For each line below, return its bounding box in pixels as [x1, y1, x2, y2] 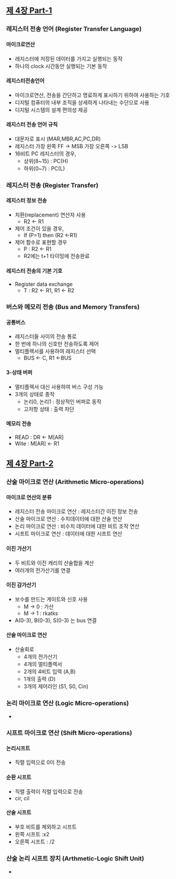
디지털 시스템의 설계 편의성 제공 [14, 106, 88, 113]
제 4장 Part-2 [6, 458, 54, 469]
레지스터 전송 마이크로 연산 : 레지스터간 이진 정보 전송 [14, 508, 138, 515]
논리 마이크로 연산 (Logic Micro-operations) [6, 699, 129, 707]
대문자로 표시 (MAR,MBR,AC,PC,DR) [14, 135, 101, 142]
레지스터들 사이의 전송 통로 [14, 333, 77, 340]
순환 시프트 [6, 773, 31, 781]
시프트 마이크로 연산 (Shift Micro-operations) [6, 729, 132, 737]
